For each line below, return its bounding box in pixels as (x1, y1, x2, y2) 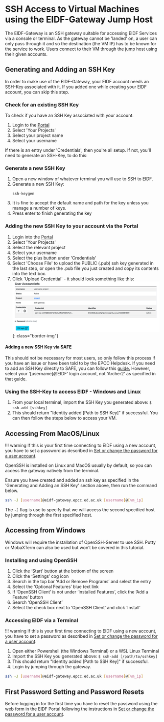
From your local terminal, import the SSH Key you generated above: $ (12, 399, 152, 405)
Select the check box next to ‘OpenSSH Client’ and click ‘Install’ (12, 605, 141, 610)
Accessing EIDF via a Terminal (5, 617, 78, 624)
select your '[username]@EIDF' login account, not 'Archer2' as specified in (5, 370, 156, 376)
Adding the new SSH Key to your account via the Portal (5, 223, 139, 230)
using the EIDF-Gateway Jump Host (5, 14, 153, 25)
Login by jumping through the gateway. (12, 664, 92, 670)
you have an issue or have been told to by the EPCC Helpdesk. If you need (5, 360, 155, 366)
